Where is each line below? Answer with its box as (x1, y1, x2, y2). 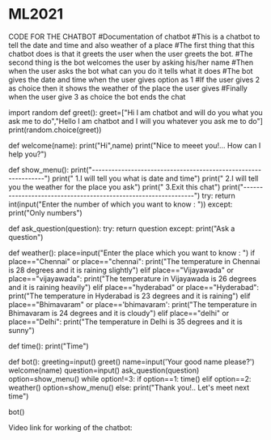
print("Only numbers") (8, 207, 83, 217)
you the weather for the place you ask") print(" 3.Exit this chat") (8, 182, 221, 191)
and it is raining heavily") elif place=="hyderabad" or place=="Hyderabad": (8, 282, 260, 292)
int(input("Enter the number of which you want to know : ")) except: (8, 199, 233, 209)
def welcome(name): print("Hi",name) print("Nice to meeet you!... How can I (8, 140, 261, 150)
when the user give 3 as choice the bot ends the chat (8, 92, 186, 101)
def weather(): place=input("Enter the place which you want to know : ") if (8, 248, 256, 258)
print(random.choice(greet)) (8, 125, 102, 135)
